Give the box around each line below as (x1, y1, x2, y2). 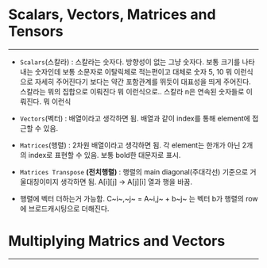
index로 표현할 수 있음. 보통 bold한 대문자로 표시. (28, 150, 181, 159)
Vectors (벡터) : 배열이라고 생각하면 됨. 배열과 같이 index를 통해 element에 (19, 113, 250, 123)
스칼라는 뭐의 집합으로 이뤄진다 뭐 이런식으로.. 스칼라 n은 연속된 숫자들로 (19, 86, 245, 96)
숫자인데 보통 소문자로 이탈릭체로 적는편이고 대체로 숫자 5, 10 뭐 (34, 67, 233, 76)
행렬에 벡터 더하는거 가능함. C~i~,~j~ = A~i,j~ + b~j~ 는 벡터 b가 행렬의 (19, 193, 245, 203)
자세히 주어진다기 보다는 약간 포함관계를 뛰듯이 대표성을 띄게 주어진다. (34, 77, 252, 86)
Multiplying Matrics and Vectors (8, 232, 226, 251)
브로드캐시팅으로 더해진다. (28, 204, 110, 213)
